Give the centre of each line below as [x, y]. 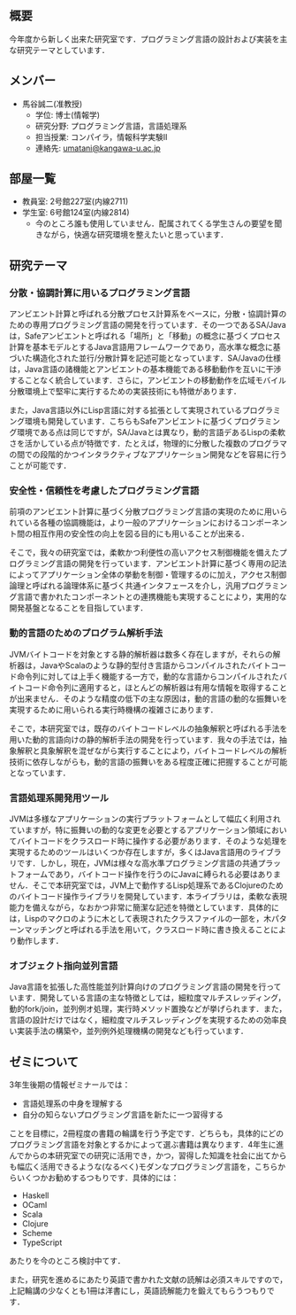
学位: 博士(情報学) [67, 114]
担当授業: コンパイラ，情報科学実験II [101, 136]
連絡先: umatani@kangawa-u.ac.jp [98, 148]
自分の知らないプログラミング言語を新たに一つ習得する [122, 1115]
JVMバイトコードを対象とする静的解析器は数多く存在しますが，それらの [141, 654]
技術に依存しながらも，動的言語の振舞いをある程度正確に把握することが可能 [148, 761]
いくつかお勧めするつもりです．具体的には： [98, 1178]
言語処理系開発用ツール [59, 798]
